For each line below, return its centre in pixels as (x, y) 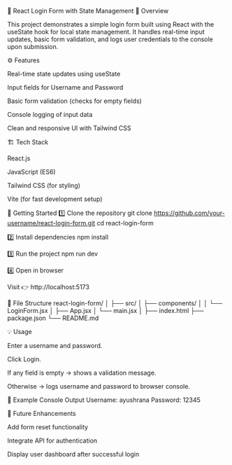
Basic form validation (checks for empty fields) (74, 101)
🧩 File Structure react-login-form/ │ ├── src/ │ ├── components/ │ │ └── (115, 303)
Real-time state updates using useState (64, 74)
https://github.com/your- (189, 213)
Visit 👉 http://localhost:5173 (48, 287)
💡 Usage (20, 332)
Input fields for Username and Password (65, 87)
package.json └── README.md (53, 318)
